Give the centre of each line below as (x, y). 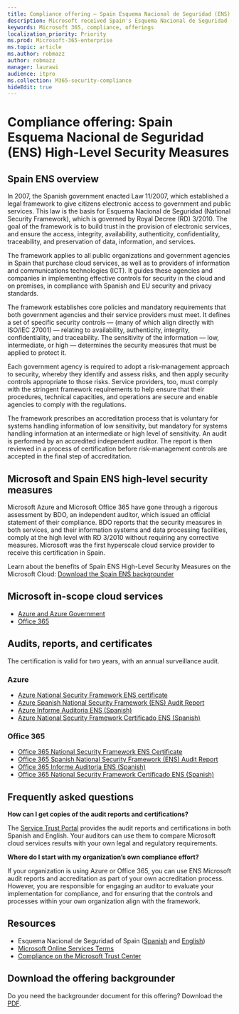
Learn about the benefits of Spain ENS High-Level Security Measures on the (119, 567)
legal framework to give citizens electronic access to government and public (119, 204)
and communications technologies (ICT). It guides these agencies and (110, 271)
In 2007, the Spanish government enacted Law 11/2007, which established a (118, 196)
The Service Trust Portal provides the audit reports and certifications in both (119, 828)
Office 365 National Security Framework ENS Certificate (100, 752)
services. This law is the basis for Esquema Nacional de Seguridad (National (119, 211)
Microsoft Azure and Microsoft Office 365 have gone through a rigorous (113, 507)
